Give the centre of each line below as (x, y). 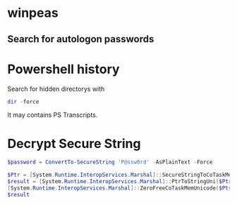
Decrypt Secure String (74, 143)
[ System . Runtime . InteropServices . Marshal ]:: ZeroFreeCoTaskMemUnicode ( (113, 188)
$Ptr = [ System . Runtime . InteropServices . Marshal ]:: (85, 175)
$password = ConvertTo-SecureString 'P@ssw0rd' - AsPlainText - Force (110, 162)
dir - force (23, 101)
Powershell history (63, 69)
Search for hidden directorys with (56, 89)
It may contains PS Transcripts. (53, 115)
